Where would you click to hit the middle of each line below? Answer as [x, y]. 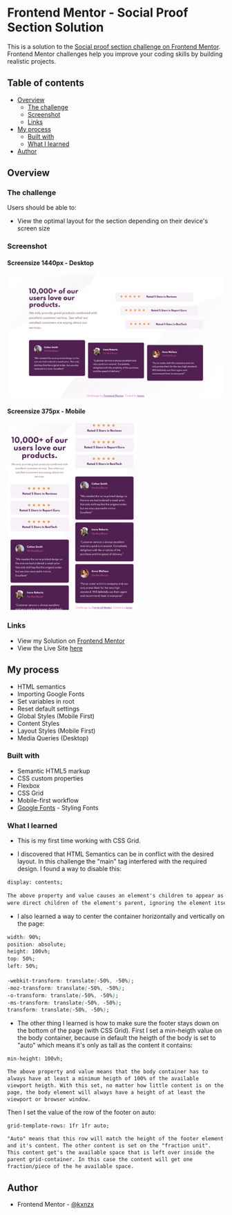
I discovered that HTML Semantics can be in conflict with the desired [115, 854]
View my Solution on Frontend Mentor [71, 641]
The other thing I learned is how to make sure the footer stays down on [118, 1023]
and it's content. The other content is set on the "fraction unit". [109, 1146]
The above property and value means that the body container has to [108, 1072]
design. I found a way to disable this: [69, 869]
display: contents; [35, 883]
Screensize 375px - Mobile [47, 411]
